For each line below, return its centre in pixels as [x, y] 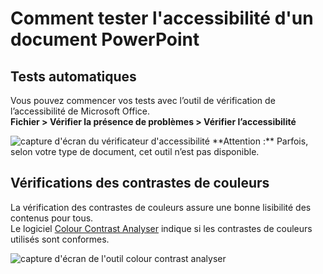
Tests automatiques [73, 76]
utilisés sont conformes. [60, 239]
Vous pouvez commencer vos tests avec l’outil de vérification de [143, 100]
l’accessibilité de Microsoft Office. [80, 111]
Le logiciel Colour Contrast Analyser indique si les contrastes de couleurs [161, 228]
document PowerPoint [105, 39]
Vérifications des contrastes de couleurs [140, 183]
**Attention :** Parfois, [260, 141]
